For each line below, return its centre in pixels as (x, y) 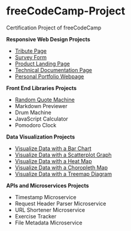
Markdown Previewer (41, 106)
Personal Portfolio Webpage (49, 76)
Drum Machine (33, 112)
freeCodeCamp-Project (66, 11)
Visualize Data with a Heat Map (53, 161)
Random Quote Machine (45, 100)
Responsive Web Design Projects (48, 39)
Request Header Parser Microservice (60, 203)
